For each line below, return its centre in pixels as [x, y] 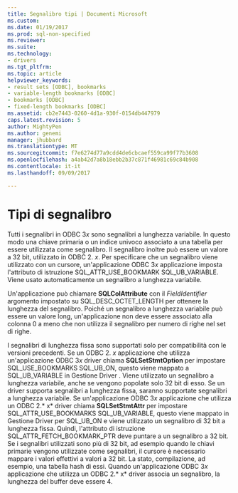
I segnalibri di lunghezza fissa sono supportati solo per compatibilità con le [117, 345]
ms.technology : [30, 54]
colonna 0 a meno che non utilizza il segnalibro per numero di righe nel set [117, 323]
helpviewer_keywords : [39, 80]
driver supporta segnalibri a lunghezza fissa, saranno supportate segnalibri [117, 390]
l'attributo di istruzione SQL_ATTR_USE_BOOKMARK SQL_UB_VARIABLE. [113, 272]
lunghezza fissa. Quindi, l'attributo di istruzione [76, 428]
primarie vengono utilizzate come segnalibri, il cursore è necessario [107, 451]
